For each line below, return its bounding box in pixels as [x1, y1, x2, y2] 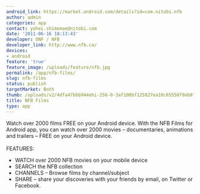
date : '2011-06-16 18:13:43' [6, 31, 79, 37]
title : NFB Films [6, 97, 49, 103]
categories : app [6, 20, 46, 26]
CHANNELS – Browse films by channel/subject [14, 169, 129, 176]
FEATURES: [6, 144, 35, 152]
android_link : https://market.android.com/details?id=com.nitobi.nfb [6, 8, 183, 15]
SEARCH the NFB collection [14, 162, 83, 170]
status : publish [6, 81, 46, 87]
